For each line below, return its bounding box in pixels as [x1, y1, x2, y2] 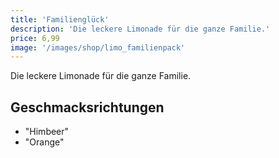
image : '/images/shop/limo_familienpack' [10, 42, 186, 53]
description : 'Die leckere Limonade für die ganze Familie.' [10, 24, 271, 34]
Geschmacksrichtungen [10, 99, 165, 116]
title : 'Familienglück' [10, 14, 110, 25]
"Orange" [24, 136, 65, 148]
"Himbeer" [24, 126, 70, 138]
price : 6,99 [10, 33, 60, 43]
